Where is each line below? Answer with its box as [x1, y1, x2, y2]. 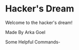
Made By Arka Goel [5, 29, 46, 35]
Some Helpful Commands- [5, 38, 60, 45]
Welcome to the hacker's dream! [5, 19, 73, 25]
